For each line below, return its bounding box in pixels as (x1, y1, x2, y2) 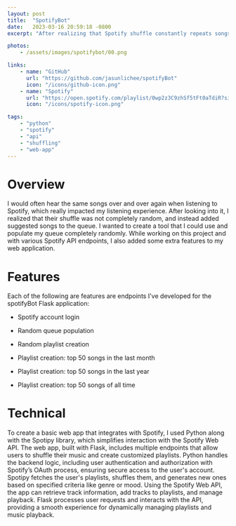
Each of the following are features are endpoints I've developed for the (7, 292, 212, 300)
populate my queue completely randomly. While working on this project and (7, 229, 226, 238)
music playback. (7, 511, 55, 519)
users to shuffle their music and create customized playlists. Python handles (7, 451, 228, 459)
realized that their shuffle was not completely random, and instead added (7, 215, 219, 223)
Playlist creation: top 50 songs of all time (17, 381, 136, 389)
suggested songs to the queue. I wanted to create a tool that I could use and (7, 222, 228, 230)
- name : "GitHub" (20, 68, 71, 75)
